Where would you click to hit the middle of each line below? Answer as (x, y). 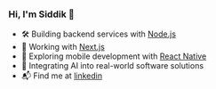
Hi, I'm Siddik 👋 (41, 14)
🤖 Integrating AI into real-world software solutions (112, 66)
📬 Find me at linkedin (62, 76)
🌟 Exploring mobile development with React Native (114, 56)
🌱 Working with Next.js (63, 47)
